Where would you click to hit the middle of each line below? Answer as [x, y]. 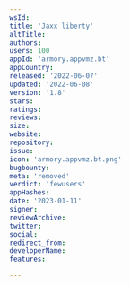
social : [24, 234]
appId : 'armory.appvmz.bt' [60, 59]
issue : [22, 151]
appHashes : [30, 193]
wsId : [19, 17]
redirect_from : [38, 243]
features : [28, 259]
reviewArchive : [38, 217]
